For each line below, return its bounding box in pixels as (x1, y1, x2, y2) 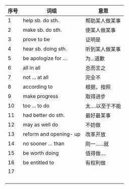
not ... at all (23, 74, 49, 80)
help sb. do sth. (23, 17, 59, 24)
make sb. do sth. (23, 26, 62, 33)
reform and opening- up (23, 131, 81, 137)
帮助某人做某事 (85, 17, 121, 24)
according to (23, 83, 53, 90)
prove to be (23, 36, 50, 42)
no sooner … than (23, 140, 64, 147)
